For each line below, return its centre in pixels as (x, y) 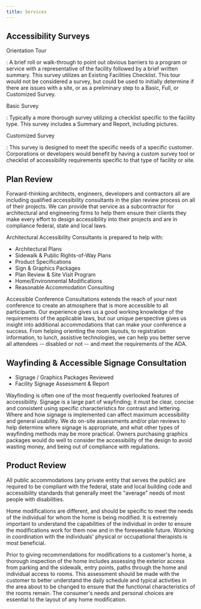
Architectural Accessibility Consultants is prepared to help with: (85, 237)
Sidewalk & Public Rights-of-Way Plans (63, 255)
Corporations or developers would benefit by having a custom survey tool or (100, 154)
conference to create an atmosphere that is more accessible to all (87, 305)
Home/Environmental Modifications (58, 281)
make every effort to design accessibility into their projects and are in (92, 219)
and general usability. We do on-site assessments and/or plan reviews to (96, 421)
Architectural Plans (38, 249)
